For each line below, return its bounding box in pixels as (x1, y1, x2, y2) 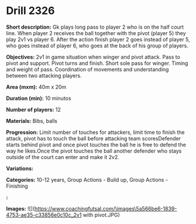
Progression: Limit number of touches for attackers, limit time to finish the (6, 129, 185, 136)
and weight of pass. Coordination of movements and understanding (6, 66, 169, 73)
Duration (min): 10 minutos (6, 95, 71, 102)
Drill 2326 (6, 4, 55, 18)
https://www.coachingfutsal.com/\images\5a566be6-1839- (34, 205, 177, 212)
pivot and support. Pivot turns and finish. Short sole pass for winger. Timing (6, 60, 188, 67)
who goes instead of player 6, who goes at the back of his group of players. (6, 42, 188, 49)
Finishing (6, 182, 28, 189)
